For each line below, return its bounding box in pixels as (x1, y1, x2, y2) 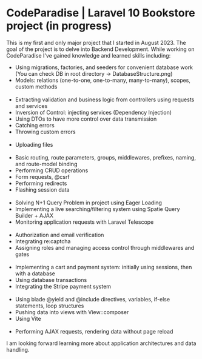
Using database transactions (15, 276, 87, 283)
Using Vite (15, 315, 41, 322)
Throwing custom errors (15, 128, 76, 135)
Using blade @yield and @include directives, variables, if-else (15, 295, 170, 303)
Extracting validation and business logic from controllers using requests (15, 96, 195, 103)
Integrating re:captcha (15, 237, 71, 245)
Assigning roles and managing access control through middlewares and (15, 244, 195, 251)
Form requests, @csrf (15, 173, 70, 180)
